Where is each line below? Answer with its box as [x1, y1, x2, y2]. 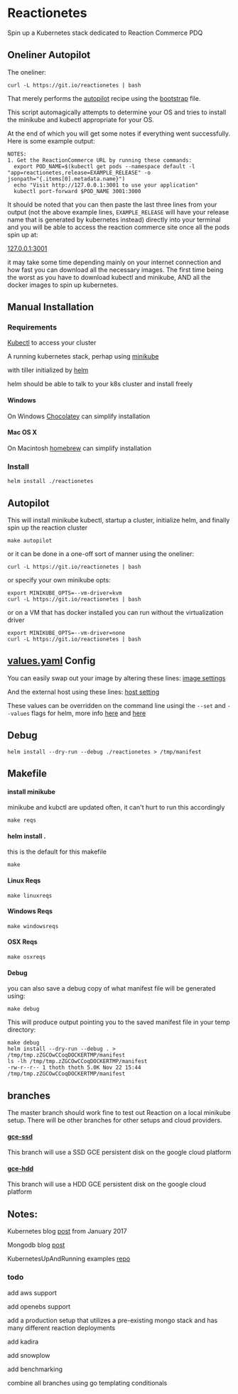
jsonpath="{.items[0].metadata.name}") [7, 175, 126, 183]
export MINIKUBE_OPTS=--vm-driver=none [7, 629, 126, 636]
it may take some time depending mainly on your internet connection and [7, 258, 222, 266]
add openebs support [7, 1302, 71, 1311]
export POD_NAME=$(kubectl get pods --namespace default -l [13, 163, 195, 170]
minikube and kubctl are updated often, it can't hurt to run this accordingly [7, 803, 225, 812]
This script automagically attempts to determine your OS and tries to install [7, 108, 227, 116]
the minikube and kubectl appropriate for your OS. [7, 115, 154, 124]
